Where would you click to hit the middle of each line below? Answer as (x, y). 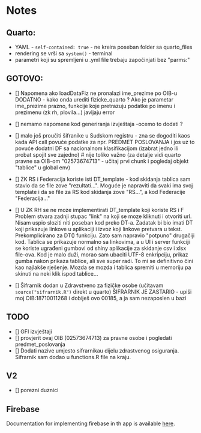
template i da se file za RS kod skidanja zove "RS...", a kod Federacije (100, 192)
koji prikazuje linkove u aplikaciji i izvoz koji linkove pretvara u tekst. (98, 229)
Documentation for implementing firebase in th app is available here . (91, 423)
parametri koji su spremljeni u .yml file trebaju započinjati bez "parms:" (102, 60)
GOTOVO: (25, 79)
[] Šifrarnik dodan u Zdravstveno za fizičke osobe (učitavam (89, 285)
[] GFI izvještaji (33, 332)
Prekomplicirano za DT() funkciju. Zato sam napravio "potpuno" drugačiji (105, 235)
